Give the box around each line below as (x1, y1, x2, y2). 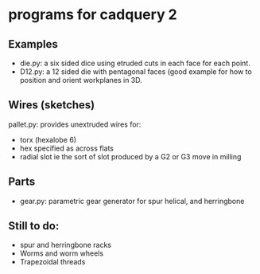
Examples (8, 37, 58, 51)
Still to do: (8, 219, 60, 233)
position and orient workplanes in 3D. (19, 76, 143, 84)
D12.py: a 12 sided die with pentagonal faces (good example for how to (19, 67, 252, 76)
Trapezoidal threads (19, 257, 86, 267)
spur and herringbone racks (19, 241, 112, 250)
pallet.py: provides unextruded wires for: (8, 119, 142, 129)
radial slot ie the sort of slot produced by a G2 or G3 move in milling (19, 151, 242, 161)
